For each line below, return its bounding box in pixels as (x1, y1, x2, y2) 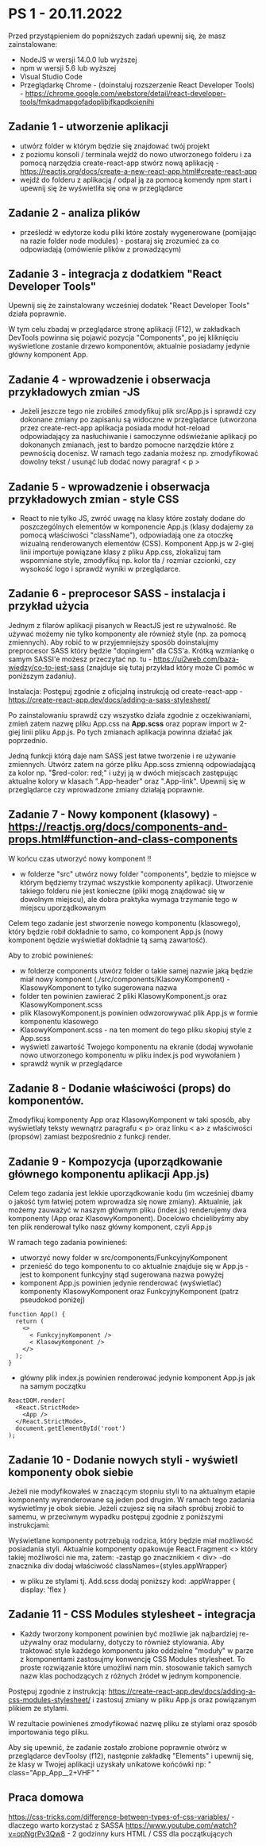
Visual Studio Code (19, 71, 83, 81)
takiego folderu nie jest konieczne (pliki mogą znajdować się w (19, 886, 226, 896)
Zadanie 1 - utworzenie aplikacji (8, 120, 169, 133)
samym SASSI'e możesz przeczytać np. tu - (8, 654, 152, 664)
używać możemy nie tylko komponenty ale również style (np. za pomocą (8, 629, 247, 638)
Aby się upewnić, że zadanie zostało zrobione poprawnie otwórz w (8, 1742, 228, 1752)
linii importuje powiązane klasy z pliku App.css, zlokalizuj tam (19, 547, 222, 557)
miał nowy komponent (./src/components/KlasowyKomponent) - (19, 974, 230, 984)
